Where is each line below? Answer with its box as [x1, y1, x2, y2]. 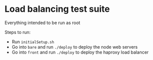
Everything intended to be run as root [4, 20, 81, 26]
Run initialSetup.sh [11, 38, 55, 45]
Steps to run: [4, 29, 31, 35]
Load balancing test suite [4, 3, 110, 15]
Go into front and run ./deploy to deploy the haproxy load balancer [11, 49, 149, 55]
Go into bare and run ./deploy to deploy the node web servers [11, 44, 138, 50]
